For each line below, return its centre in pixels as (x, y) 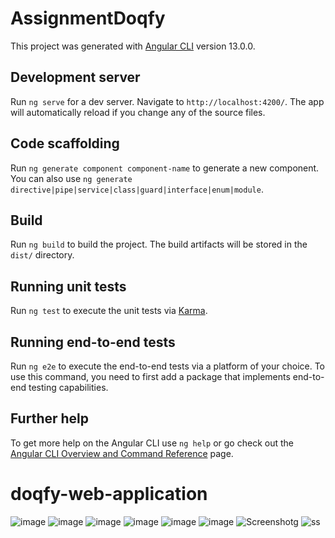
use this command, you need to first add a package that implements (150, 376)
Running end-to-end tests (93, 342)
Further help (50, 418)
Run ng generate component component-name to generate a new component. (165, 168)
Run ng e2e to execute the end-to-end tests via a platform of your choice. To (168, 366)
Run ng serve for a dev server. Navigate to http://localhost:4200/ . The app (167, 101)
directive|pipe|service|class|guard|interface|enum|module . (137, 189)
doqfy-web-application (109, 494)
